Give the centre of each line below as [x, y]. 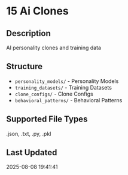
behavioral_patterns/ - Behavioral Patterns [68, 100]
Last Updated [32, 152]
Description [28, 33]
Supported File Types [47, 119]
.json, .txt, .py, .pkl [29, 134]
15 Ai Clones [37, 11]
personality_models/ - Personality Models [67, 81]
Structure [25, 66]
